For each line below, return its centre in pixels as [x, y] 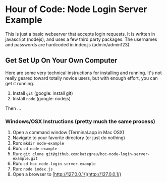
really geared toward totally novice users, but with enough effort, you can [81, 78]
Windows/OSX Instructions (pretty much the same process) [80, 121]
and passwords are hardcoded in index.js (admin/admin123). [68, 44]
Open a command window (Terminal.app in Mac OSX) [68, 133]
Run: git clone [28, 154]
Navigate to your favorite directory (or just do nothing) [69, 138]
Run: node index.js [33, 169]
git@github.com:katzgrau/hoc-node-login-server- [98, 154]
